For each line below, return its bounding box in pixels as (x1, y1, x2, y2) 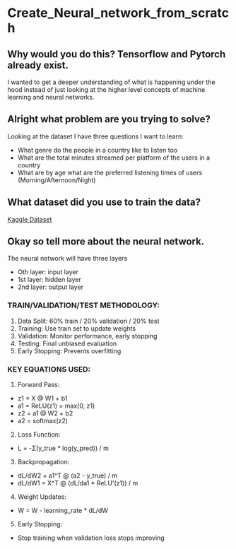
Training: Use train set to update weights (17, 324, 136, 333)
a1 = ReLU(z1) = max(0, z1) (17, 401, 95, 411)
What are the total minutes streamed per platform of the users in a (17, 153, 211, 162)
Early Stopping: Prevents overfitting (17, 346, 122, 355)
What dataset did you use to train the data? (7, 196, 201, 208)
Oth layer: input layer (17, 268, 79, 276)
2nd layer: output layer (17, 283, 83, 291)
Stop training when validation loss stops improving (17, 533, 165, 542)
